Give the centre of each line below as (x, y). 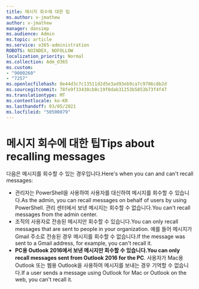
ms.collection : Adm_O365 (37, 62)
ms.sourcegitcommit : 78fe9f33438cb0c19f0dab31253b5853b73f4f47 (87, 90)
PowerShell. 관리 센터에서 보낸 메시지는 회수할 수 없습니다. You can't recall (102, 208)
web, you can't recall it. (44, 279)
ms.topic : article (29, 39)
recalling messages (56, 156)
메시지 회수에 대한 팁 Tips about (80, 143)
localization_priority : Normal (45, 56)
